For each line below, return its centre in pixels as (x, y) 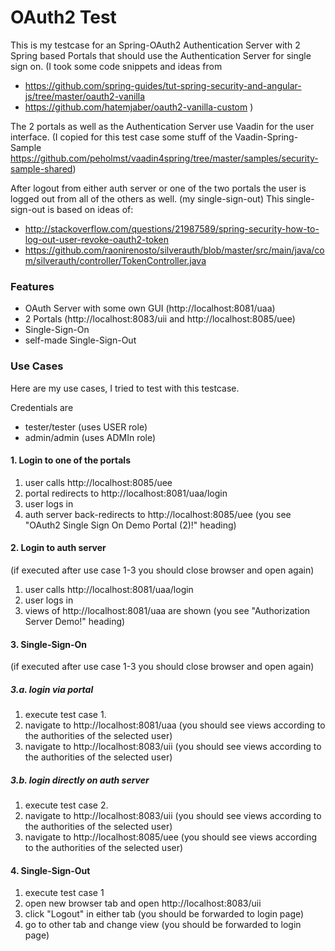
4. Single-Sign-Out (50, 870)
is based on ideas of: (90, 209)
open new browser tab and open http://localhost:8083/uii (143, 903)
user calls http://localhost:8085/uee (98, 482)
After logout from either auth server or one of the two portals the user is (158, 188)
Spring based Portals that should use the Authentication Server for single (161, 55)
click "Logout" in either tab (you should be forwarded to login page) (164, 914)
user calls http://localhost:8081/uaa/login (109, 589)
